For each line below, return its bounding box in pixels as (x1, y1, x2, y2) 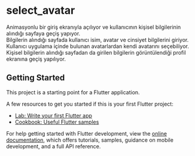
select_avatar (6, 4, 75, 17)
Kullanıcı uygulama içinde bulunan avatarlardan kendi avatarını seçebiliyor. (6, 43, 190, 50)
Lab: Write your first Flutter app (14, 112, 93, 119)
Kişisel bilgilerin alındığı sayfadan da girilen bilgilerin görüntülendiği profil (6, 49, 187, 56)
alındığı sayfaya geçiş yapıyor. (6, 29, 81, 37)
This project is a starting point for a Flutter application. (6, 88, 140, 96)
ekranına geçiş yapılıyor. (6, 55, 66, 62)
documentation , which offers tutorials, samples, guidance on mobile (6, 136, 173, 143)
